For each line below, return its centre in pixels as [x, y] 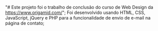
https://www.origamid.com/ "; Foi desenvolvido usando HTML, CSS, [75, 12]
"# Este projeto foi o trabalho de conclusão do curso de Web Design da [79, 7]
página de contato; [25, 23]
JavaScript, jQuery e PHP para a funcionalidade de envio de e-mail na [78, 18]
